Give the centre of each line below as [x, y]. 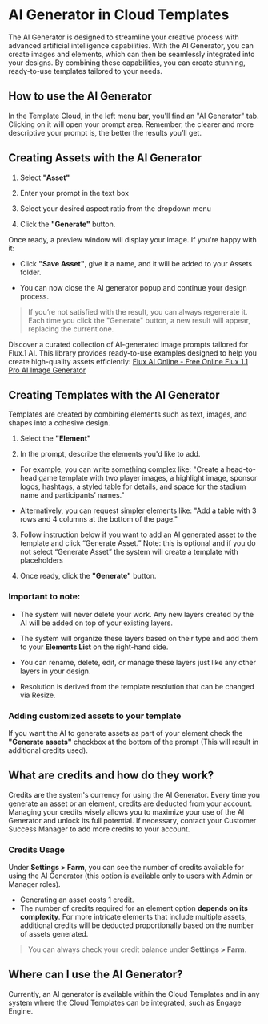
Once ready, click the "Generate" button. [88, 576]
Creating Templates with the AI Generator [114, 395]
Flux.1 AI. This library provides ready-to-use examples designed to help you [133, 353]
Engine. [21, 1011]
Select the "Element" [56, 438]
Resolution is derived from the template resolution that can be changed [137, 686]
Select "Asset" [45, 177]
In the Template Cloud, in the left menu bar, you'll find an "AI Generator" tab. [134, 116]
